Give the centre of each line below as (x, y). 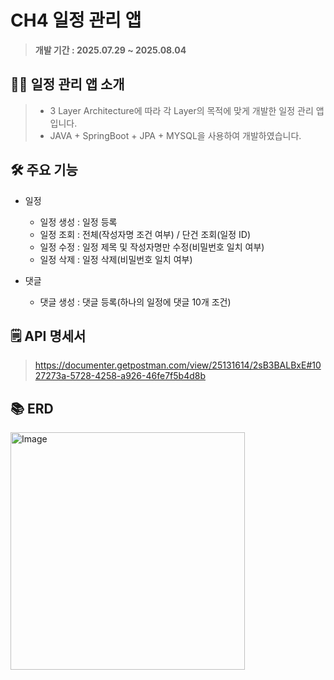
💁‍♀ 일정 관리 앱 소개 (67, 84)
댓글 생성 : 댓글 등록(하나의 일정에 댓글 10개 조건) (135, 302)
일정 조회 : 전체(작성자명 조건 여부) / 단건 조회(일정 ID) (145, 234)
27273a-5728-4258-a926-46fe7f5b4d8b (120, 376)
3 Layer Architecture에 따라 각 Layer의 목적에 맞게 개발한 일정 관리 (181, 110)
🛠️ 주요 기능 (44, 170)
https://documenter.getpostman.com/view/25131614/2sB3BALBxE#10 (178, 365)
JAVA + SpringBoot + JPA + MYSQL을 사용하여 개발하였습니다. (175, 135)
